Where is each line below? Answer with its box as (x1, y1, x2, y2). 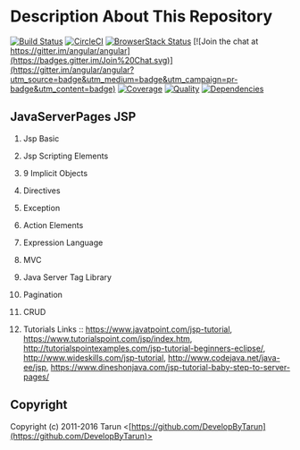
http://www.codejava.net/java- (167, 352, 280, 363)
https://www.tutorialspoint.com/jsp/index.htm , (22, 333, 193, 344)
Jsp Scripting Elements (22, 150, 109, 161)
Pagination (22, 289, 63, 300)
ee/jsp (22, 361, 47, 372)
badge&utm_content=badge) (10, 83, 116, 94)
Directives (22, 185, 61, 196)
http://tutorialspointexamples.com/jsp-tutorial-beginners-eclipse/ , (22, 343, 266, 353)
